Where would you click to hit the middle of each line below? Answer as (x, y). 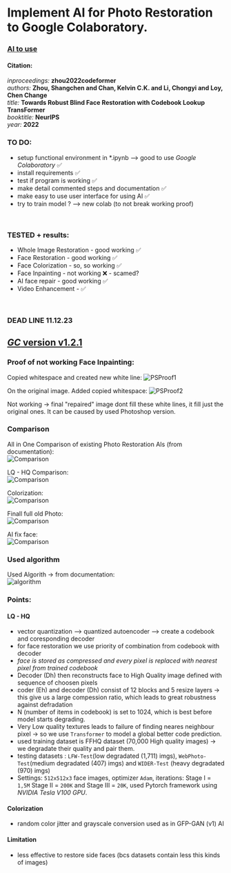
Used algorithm (33, 559)
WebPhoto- (192, 756)
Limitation (22, 840)
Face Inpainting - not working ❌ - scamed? (78, 273)
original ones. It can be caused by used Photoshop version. (91, 411)
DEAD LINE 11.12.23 (40, 320)
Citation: (20, 65)
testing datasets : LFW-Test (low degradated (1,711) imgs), (97, 756)
